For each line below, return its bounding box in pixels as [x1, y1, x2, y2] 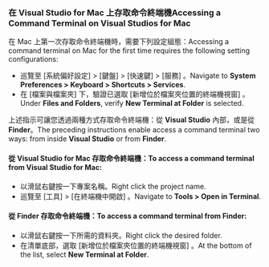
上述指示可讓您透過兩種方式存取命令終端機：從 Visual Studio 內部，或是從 [8, 115, 255, 125]
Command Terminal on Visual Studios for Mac [8, 18, 191, 29]
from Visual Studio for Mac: [8, 162, 103, 172]
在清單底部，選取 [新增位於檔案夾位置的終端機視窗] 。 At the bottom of [19, 241, 252, 250]
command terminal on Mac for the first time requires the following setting [8, 46, 251, 55]
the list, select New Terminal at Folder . [19, 249, 149, 259]
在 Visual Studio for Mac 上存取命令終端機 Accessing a [8, 6, 221, 18]
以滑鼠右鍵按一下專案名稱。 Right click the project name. [19, 181, 206, 191]
